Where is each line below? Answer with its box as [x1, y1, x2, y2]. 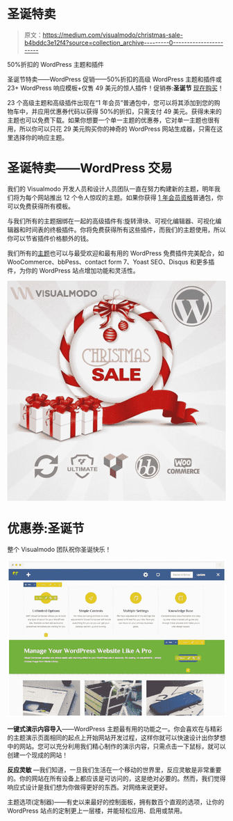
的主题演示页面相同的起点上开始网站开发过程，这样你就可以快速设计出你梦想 [7, 733, 226, 742]
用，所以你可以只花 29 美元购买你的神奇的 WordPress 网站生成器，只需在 [7, 125, 217, 133]
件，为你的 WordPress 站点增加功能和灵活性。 [7, 266, 139, 275]
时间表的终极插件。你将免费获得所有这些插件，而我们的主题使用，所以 [25, 225, 226, 234]
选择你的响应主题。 [12, 133, 68, 141]
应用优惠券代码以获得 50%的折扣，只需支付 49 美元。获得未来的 [37, 107, 222, 115]
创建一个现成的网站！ [7, 751, 68, 759]
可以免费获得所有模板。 [7, 202, 74, 210]
